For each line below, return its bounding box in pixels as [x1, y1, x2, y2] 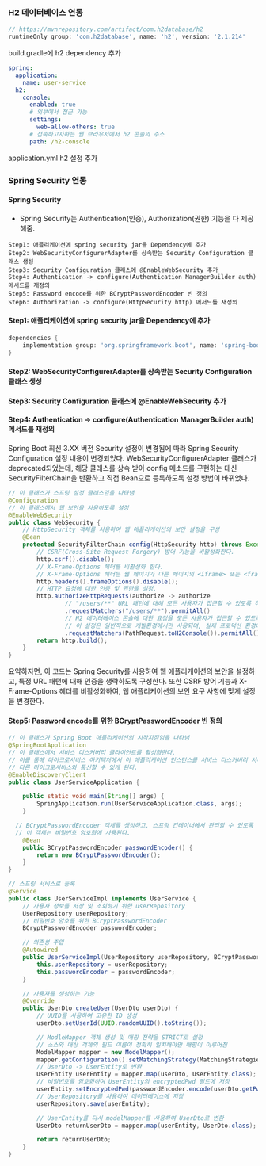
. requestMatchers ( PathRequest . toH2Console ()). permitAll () [64, 629, 260, 637]
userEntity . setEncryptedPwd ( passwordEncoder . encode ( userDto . [36, 1085, 243, 1093]
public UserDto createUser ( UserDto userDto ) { [22, 1004, 179, 1012]
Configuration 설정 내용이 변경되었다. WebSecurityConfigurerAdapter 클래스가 [8, 453, 257, 463]
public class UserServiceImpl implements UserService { [8, 894, 196, 903]
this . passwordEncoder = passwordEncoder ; [36, 968, 176, 976]
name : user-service [22, 78, 87, 86]
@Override [22, 997, 55, 1005]
